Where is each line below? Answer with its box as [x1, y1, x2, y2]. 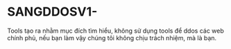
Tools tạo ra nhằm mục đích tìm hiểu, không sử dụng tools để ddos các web [7, 27, 224, 35]
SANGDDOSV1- [7, 4, 98, 20]
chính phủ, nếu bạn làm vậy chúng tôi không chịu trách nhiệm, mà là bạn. [7, 33, 217, 42]
